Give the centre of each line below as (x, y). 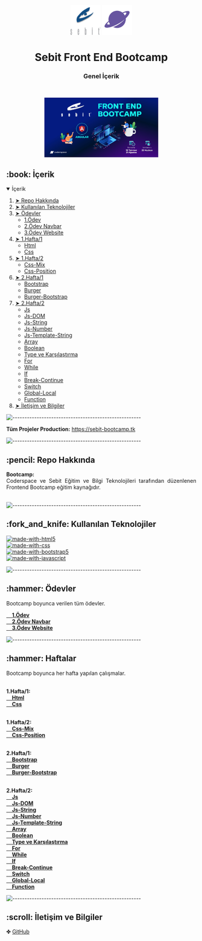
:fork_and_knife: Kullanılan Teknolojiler (81, 524)
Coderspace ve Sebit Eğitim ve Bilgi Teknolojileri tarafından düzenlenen (101, 481)
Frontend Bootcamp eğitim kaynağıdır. (54, 487)
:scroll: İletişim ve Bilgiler (55, 917)
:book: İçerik (30, 174)
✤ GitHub (18, 932)
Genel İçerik (101, 76)
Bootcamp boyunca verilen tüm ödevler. (56, 603)
